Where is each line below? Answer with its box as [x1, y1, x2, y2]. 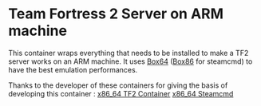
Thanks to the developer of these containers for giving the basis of [8, 80, 228, 90]
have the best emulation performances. [8, 65, 138, 74]
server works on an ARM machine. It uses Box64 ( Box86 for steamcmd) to [8, 57, 253, 66]
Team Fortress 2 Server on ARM [8, 5, 224, 23]
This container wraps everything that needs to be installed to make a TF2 [8, 48, 249, 57]
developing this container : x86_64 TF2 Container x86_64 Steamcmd [8, 88, 234, 98]
